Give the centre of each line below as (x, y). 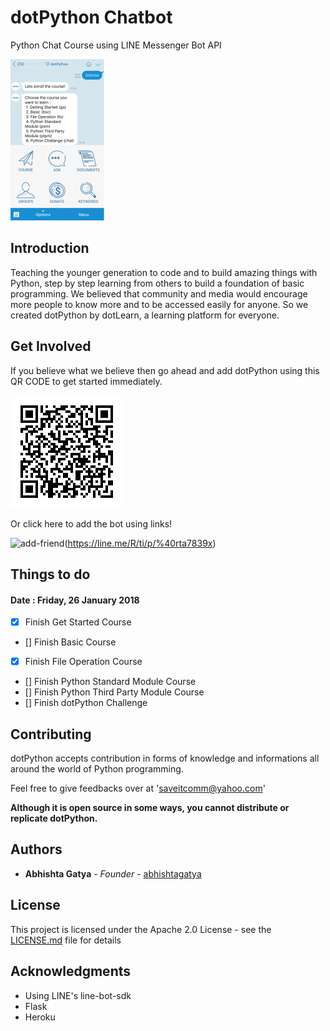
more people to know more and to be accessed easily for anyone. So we (159, 304)
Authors (36, 849)
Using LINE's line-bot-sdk (78, 995)
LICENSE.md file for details (66, 940)
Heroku (40, 1017)
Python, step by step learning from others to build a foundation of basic (157, 283)
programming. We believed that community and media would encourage (159, 293)
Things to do (50, 574)
